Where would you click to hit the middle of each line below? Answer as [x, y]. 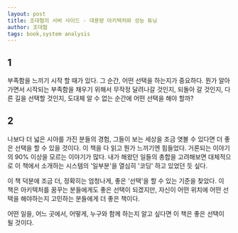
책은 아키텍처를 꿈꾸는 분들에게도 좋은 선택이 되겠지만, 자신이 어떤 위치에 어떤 [114, 190]
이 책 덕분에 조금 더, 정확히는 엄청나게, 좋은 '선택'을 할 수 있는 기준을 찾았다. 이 [116, 180]
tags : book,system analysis [49, 34]
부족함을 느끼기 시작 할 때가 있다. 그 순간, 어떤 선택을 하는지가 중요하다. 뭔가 [112, 81]
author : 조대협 [28, 27]
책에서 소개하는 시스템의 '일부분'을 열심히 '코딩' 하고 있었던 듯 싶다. [115, 166]
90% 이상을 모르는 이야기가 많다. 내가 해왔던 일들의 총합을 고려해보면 [111, 156]
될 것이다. [21, 222]
